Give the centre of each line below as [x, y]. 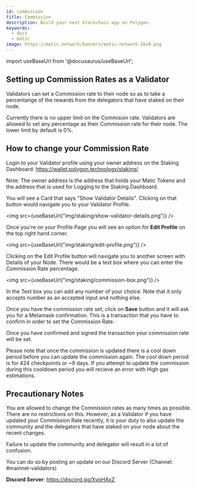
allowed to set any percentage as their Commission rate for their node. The [97, 123]
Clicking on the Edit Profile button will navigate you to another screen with [96, 256]
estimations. [21, 375]
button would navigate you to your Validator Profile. [68, 204]
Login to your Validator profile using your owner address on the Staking [93, 163]
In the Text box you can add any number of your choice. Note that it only [94, 291]
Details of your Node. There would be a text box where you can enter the [95, 262]
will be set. [19, 339]
